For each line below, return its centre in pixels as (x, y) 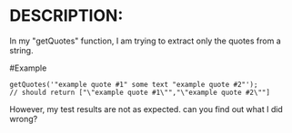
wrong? (24, 119)
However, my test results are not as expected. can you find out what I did (146, 109)
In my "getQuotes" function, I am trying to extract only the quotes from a (146, 41)
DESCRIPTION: (66, 16)
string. (21, 50)
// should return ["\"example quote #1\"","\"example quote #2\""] (140, 92)
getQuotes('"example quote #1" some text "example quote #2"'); (134, 84)
